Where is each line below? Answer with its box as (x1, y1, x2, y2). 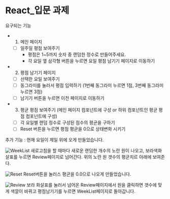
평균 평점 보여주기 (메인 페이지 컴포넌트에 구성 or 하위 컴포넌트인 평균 (20, 107, 158, 113)
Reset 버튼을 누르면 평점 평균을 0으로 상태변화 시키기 (20, 126, 126, 132)
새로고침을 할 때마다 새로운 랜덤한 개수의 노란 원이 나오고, (30, 148, 145, 154)
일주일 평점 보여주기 (20, 45, 60, 51)
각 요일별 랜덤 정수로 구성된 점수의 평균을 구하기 (20, 120, 115, 126)
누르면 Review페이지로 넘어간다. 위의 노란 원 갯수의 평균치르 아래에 (18, 154, 152, 160)
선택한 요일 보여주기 (20, 76, 60, 82)
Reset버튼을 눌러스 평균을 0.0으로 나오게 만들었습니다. (23, 171, 131, 177)
